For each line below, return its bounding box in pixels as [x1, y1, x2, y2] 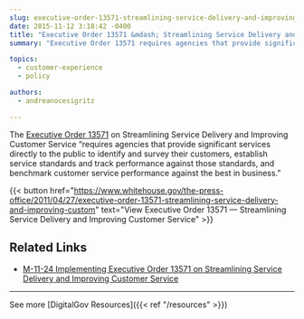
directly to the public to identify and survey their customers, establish [9, 148, 269, 159]
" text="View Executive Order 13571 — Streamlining [94, 204, 287, 215]
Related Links [9, 240, 88, 256]
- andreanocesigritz [17, 96, 95, 105]
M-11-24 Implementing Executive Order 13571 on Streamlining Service [22, 264, 282, 275]
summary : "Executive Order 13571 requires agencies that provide [9, 38, 261, 48]
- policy [17, 71, 51, 81]
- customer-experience [17, 63, 103, 72]
